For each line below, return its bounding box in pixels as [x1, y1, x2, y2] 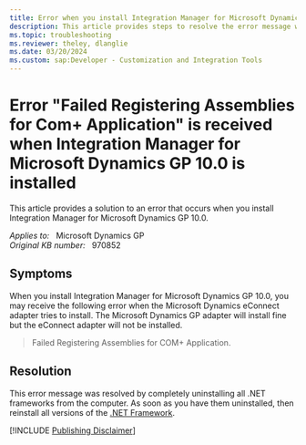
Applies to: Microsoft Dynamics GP [9, 230, 145, 241]
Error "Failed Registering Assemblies [9, 95, 295, 116]
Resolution [9, 364, 72, 379]
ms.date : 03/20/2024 [9, 47, 88, 57]
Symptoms [9, 266, 73, 282]
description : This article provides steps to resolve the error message [9, 22, 291, 31]
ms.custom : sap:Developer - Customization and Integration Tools [9, 56, 262, 65]
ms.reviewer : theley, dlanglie [9, 38, 128, 48]
